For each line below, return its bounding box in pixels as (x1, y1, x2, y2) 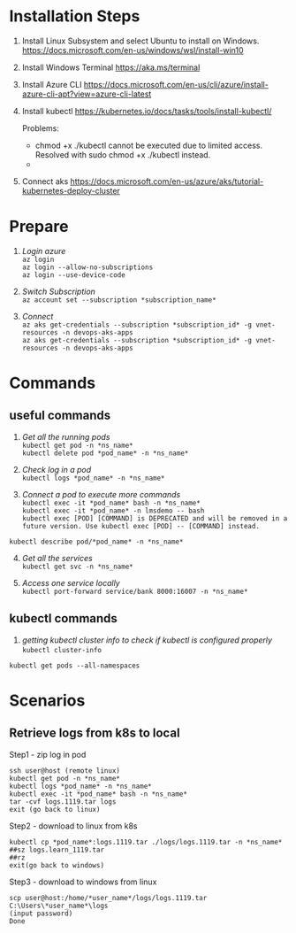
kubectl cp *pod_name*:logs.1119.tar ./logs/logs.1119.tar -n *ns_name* (9, 837, 283, 846)
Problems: (21, 122, 59, 134)
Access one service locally (21, 577, 121, 588)
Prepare (9, 217, 69, 236)
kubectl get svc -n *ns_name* (21, 562, 134, 571)
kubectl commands (9, 611, 118, 626)
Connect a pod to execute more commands (21, 489, 181, 499)
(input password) (9, 909, 73, 918)
